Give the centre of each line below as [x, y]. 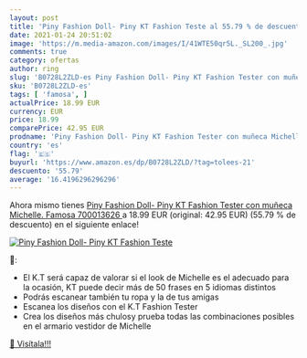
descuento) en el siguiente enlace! [74, 225]
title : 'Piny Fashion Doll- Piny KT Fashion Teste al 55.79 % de [136, 26]
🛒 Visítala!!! [31, 344]
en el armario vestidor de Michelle [87, 326]
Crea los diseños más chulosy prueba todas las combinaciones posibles [159, 317]
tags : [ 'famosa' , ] [49, 94]
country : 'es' [37, 145]
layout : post [34, 18]
